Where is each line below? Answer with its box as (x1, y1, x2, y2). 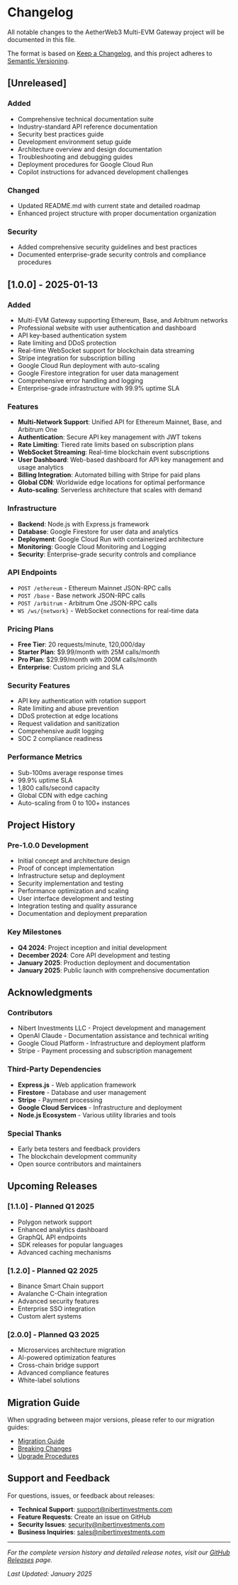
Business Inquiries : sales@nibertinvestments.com (17, 1527, 165, 1536)
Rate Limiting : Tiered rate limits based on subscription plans (17, 440, 194, 449)
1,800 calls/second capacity (17, 783, 101, 792)
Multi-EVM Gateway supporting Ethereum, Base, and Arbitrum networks (17, 315, 228, 324)
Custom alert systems (17, 1311, 82, 1320)
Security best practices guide (17, 129, 104, 139)
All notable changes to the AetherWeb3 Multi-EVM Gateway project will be (7, 28, 225, 36)
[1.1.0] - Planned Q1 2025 (7, 1201, 95, 1211)
